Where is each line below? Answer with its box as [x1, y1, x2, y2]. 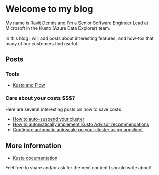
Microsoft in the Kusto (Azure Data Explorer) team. [5, 25, 110, 31]
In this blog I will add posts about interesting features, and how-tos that [5, 35, 154, 41]
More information [5, 142, 62, 150]
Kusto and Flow [12, 82, 46, 88]
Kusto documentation [12, 155, 58, 161]
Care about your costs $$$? [5, 94, 75, 101]
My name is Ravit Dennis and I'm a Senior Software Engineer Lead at [5, 20, 148, 26]
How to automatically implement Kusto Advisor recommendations [12, 121, 149, 127]
